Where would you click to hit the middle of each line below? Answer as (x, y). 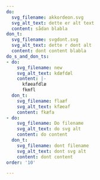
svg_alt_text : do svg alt (49, 129)
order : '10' (21, 163)
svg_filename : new (40, 67)
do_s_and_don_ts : (28, 56)
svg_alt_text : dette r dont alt (52, 46)
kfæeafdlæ (34, 85)
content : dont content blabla (49, 51)
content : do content (42, 135)
